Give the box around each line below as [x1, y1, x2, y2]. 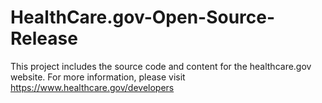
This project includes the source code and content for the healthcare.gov [10, 60, 312, 72]
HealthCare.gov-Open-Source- [10, 6, 276, 29]
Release [10, 27, 78, 50]
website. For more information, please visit [10, 71, 186, 83]
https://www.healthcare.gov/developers [10, 81, 175, 93]
